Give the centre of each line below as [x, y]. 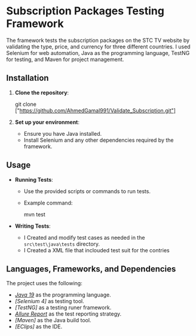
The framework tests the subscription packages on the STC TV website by [98, 40]
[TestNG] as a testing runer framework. [63, 308]
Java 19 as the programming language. [63, 295]
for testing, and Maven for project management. [65, 59]
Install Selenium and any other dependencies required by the [99, 140]
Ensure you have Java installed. [63, 133]
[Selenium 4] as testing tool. [50, 301]
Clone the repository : [42, 92]
